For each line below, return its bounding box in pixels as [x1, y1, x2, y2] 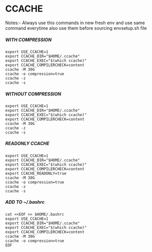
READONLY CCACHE [5, 141, 49, 147]
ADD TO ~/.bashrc [5, 199, 44, 205]
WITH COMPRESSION [5, 36, 52, 43]
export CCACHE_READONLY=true [5, 171, 67, 176]
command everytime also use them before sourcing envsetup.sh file [5, 25, 147, 31]
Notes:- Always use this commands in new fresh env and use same [5, 20, 145, 26]
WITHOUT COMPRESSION [5, 91, 62, 97]
